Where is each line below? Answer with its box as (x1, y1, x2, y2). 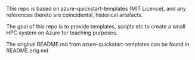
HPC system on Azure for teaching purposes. (6, 29, 118, 36)
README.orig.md (6, 47, 49, 54)
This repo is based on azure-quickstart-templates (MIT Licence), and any (6, 5, 187, 12)
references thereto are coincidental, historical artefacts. (6, 11, 143, 18)
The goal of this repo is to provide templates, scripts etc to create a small (6, 23, 186, 30)
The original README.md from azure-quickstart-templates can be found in (6, 41, 190, 48)
